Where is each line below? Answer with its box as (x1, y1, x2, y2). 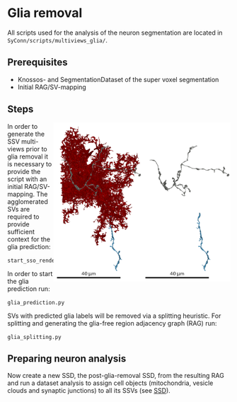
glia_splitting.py (7, 333, 62, 340)
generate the (7, 130, 45, 138)
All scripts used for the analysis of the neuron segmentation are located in (7, 28, 223, 37)
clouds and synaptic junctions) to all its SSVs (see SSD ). (7, 386, 171, 395)
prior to (25, 144, 47, 153)
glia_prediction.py (7, 299, 65, 306)
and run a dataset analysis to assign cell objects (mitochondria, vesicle (7, 379, 214, 387)
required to (7, 212, 40, 221)
